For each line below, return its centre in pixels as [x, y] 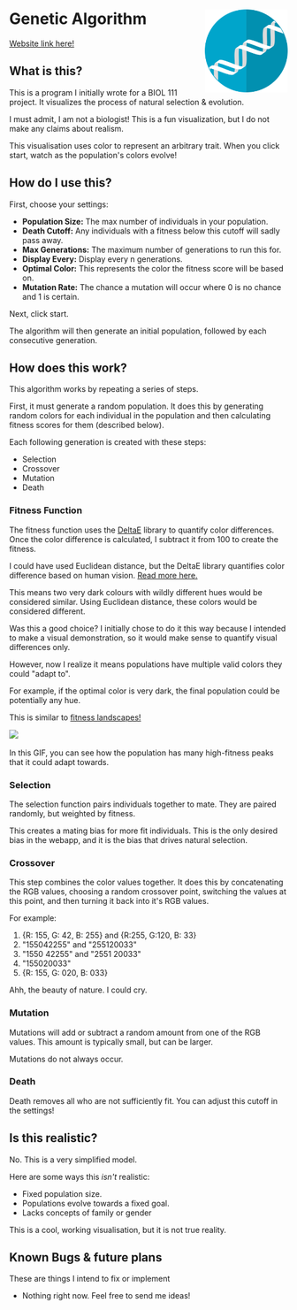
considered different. [47, 611]
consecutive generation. [53, 340]
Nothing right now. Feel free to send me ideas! [106, 1296]
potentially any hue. [45, 700]
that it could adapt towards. [59, 762]
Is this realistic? [53, 1138]
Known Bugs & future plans [86, 1257]
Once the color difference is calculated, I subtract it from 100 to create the [144, 539]
